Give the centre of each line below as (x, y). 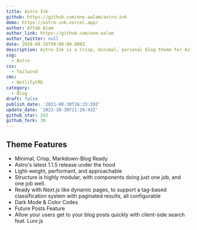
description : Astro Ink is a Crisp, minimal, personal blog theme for (94, 50)
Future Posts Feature (40, 208)
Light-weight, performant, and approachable (68, 171)
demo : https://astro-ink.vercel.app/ (52, 22)
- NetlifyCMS (27, 83)
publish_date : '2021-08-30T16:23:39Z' (53, 104)
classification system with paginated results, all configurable (88, 196)
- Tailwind (25, 72)
